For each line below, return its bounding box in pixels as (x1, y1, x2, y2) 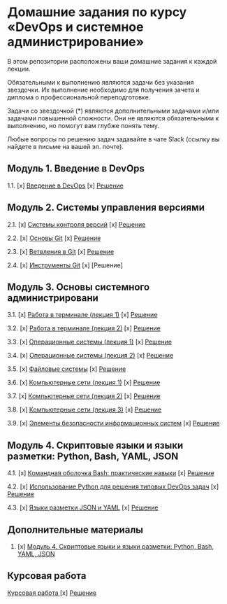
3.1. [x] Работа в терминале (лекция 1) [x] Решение (7, 311, 158, 319)
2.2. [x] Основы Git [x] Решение (7, 234, 101, 242)
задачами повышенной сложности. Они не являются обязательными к (7, 113, 219, 122)
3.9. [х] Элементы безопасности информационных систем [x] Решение (7, 419, 220, 428)
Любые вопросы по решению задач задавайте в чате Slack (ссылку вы (7, 134, 220, 143)
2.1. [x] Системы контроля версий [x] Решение (7, 220, 146, 228)
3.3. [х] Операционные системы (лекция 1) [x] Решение (7, 337, 173, 346)
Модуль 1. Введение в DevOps (7, 162, 145, 175)
